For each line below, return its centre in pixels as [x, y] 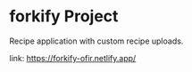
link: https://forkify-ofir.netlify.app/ [73, 58]
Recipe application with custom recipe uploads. [96, 41]
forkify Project [64, 16]
